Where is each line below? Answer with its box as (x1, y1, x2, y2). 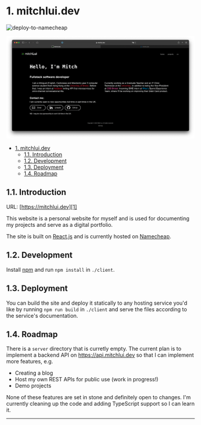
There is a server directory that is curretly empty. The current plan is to (6, 345, 181, 353)
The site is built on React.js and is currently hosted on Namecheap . (6, 232, 172, 240)
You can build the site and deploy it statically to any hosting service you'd (6, 299, 187, 306)
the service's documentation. (6, 312, 78, 319)
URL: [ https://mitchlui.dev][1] (6, 203, 77, 210)
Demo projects (14, 382, 52, 390)
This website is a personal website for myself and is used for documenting (6, 214, 190, 222)
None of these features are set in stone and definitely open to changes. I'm (6, 394, 191, 401)
